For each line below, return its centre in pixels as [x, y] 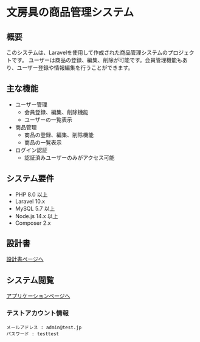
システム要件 [30, 179]
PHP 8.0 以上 [31, 194]
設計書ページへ [25, 259]
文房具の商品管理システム [70, 12]
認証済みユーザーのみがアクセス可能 [69, 157]
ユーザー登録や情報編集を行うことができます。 [75, 68]
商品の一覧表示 [43, 142]
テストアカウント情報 [37, 313]
